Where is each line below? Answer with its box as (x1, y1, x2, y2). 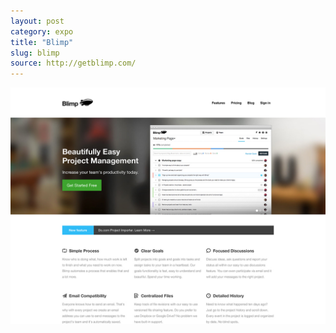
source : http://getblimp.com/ (10, 58, 137, 69)
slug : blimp (10, 48, 60, 58)
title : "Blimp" (10, 37, 74, 47)
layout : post (10, 16, 65, 26)
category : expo (10, 26, 74, 37)
